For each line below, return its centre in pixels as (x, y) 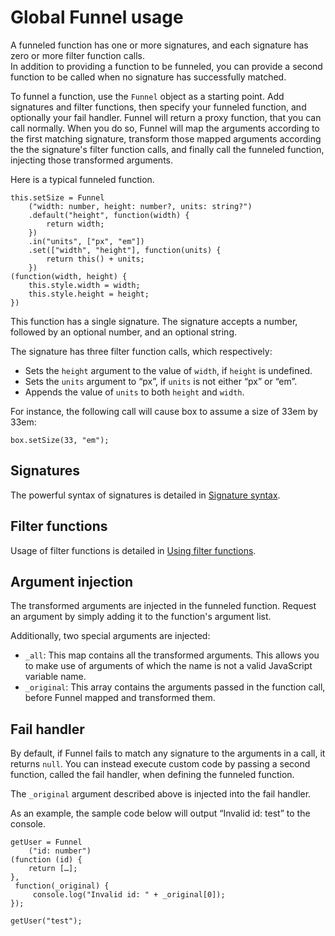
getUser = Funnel (46, 842)
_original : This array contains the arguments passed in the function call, (175, 687)
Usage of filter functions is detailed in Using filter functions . (133, 550)
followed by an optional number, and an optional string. (124, 332)
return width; (75, 224)
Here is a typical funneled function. (82, 179)
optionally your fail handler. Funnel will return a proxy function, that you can (166, 117)
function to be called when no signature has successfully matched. (148, 77)
